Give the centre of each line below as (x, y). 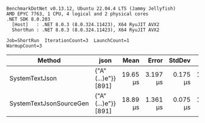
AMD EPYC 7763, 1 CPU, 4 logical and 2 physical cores (77, 14)
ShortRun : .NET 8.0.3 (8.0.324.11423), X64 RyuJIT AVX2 (86, 30)
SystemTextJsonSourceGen (49, 103)
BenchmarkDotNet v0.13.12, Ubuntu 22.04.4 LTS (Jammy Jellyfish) (91, 9)
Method (49, 60)
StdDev (180, 60)
